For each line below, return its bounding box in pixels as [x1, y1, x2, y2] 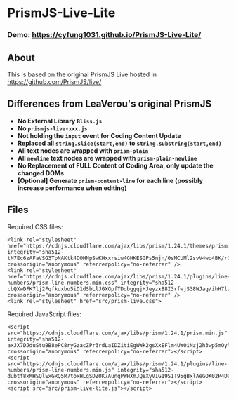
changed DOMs [17, 168, 65, 177]
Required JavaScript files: [7, 310, 82, 318]
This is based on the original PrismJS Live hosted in [7, 70, 157, 79]
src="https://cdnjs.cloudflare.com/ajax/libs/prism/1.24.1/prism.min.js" [7, 330, 228, 337]
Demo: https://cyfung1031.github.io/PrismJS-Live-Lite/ [7, 30, 202, 40]
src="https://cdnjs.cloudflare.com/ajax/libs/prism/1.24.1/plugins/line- [7, 360, 228, 367]
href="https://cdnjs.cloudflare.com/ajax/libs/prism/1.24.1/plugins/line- [7, 273, 231, 280]
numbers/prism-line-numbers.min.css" [7, 279, 118, 286]
